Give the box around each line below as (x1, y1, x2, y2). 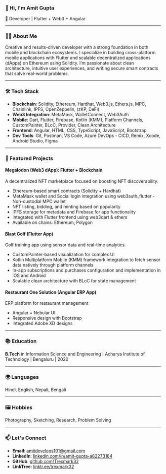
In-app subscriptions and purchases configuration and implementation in (12, 268, 161, 273)
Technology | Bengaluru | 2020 (5, 356, 69, 362)
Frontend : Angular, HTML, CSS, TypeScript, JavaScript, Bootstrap (12, 127, 147, 133)
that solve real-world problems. (5, 70, 69, 76)
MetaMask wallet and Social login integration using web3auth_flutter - (12, 193, 155, 199)
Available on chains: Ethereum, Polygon (12, 219, 93, 225)
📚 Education (5, 338, 37, 344)
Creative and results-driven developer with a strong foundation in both (5, 44, 149, 50)
